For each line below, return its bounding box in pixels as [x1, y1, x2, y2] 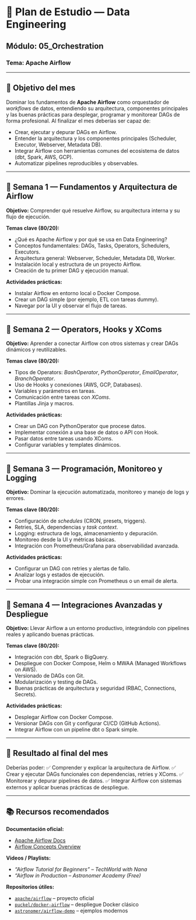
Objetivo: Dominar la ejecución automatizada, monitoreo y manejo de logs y [6, 488, 189, 495]
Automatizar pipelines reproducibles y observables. [14, 159, 139, 166]
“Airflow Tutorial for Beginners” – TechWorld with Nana [14, 866, 148, 873]
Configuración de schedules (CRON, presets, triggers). [14, 518, 147, 525]
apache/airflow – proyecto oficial [14, 894, 94, 901]
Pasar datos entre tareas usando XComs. [14, 435, 113, 442]
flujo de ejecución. [6, 213, 51, 220]
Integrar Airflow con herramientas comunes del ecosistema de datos [14, 147, 180, 154]
